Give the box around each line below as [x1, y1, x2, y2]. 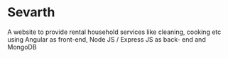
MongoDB [7, 42, 37, 51]
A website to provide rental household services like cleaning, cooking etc [7, 28, 222, 36]
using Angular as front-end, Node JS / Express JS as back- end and [7, 35, 206, 43]
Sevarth [7, 4, 55, 21]
